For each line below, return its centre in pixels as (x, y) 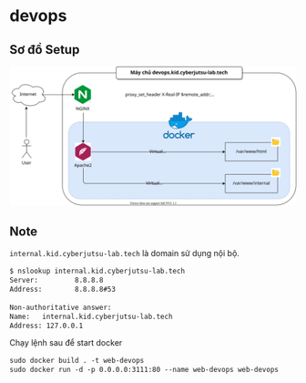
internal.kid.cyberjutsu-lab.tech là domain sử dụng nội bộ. (124, 253)
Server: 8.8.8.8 (56, 280)
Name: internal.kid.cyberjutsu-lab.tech (91, 316)
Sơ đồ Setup (45, 50)
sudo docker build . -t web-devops (77, 360)
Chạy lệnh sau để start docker (66, 342)
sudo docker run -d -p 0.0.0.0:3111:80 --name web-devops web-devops (144, 369)
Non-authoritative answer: (61, 307)
